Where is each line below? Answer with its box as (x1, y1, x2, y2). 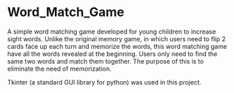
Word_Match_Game (7, 4, 124, 20)
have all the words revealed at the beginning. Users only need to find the (7, 50, 218, 58)
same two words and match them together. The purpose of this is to (7, 57, 204, 65)
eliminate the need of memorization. (7, 64, 112, 73)
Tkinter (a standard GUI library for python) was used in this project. (7, 78, 202, 86)
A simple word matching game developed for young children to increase (7, 27, 216, 36)
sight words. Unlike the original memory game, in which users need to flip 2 (7, 34, 226, 43)
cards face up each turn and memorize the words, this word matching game (7, 42, 227, 50)
